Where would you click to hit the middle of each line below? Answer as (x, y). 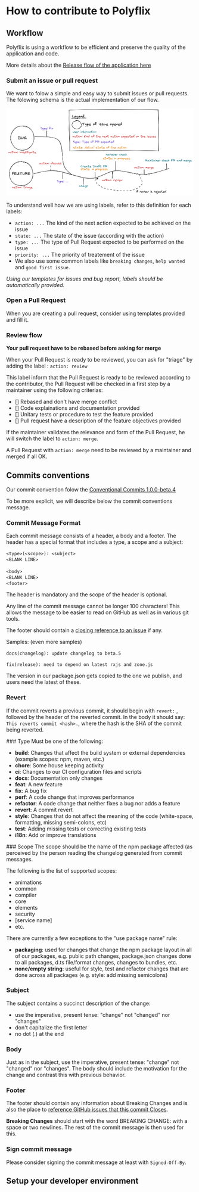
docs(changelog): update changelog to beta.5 (63, 653)
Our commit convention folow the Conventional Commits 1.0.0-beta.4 (91, 489)
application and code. (33, 54)
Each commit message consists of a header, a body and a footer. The (91, 536)
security (25, 914)
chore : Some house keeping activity (59, 765)
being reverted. (25, 729)
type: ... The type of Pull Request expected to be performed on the (99, 242)
